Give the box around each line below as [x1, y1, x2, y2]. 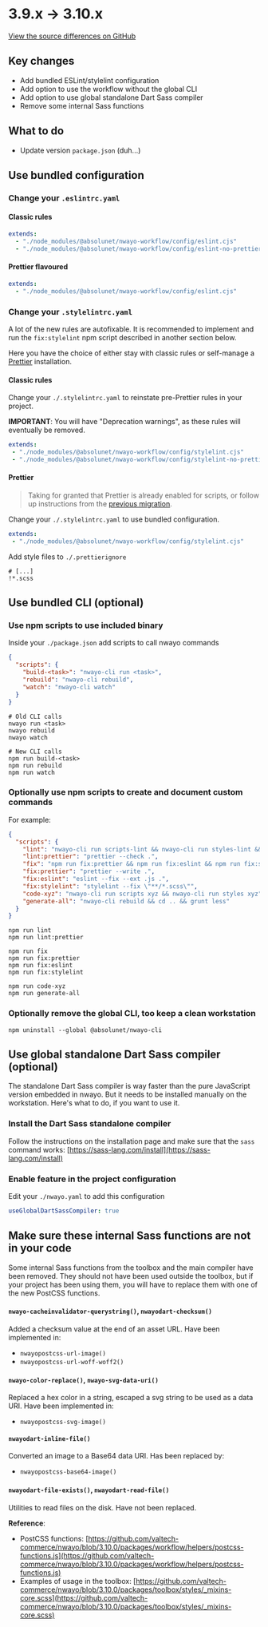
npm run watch [8, 768, 56, 776]
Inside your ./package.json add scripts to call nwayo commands [8, 638, 219, 648]
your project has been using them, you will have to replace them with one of [8, 1280, 258, 1289]
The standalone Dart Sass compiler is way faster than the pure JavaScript [8, 1081, 250, 1091]
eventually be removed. [8, 425, 85, 435]
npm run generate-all [8, 990, 81, 998]
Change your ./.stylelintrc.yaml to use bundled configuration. [8, 514, 219, 524]
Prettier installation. [8, 356, 72, 366]
